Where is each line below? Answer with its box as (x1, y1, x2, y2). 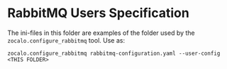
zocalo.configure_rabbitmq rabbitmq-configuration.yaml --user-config (7, 50, 221, 57)
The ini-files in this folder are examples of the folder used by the (7, 28, 195, 37)
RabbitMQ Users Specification (7, 5, 189, 21)
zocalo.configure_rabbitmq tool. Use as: (7, 36, 126, 44)
